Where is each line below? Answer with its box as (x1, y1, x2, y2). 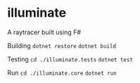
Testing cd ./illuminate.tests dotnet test (7, 54, 134, 63)
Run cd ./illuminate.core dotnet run (7, 68, 117, 77)
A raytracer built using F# (7, 28, 82, 36)
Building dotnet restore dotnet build (7, 41, 117, 50)
